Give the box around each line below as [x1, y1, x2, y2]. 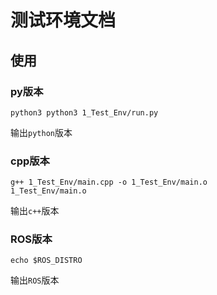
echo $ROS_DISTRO [10, 256, 83, 266]
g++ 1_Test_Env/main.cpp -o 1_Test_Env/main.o [10, 177, 208, 188]
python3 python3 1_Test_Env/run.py [10, 107, 159, 118]
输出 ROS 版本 [10, 274, 60, 286]
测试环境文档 [10, 9, 117, 32]
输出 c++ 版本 [10, 205, 60, 217]
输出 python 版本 [10, 126, 73, 138]
